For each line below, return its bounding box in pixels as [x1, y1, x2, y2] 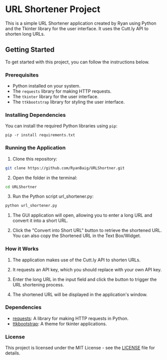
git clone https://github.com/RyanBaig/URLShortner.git [5, 165, 125, 171]
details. [5, 350, 21, 356]
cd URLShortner [5, 184, 37, 189]
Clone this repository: [12, 156, 57, 162]
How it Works [5, 245, 39, 252]
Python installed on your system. [12, 83, 80, 89]
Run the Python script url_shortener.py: [12, 193, 94, 199]
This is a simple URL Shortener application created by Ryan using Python [5, 20, 157, 26]
